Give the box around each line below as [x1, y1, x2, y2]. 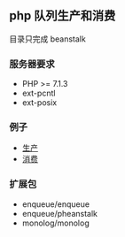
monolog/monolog [21, 218, 90, 228]
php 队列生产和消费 [9, 8, 116, 24]
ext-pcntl [21, 88, 56, 99]
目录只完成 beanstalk [9, 34, 86, 44]
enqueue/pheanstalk [21, 208, 98, 218]
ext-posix [21, 97, 58, 108]
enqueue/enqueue [21, 198, 90, 210]
